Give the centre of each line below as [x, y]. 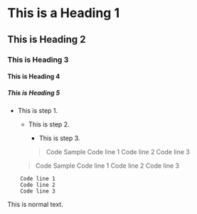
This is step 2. [49, 124]
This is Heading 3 [38, 60]
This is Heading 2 [47, 39]
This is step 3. [59, 138]
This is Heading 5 [34, 92]
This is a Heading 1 [63, 13]
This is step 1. [38, 111]
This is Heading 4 [34, 77]
